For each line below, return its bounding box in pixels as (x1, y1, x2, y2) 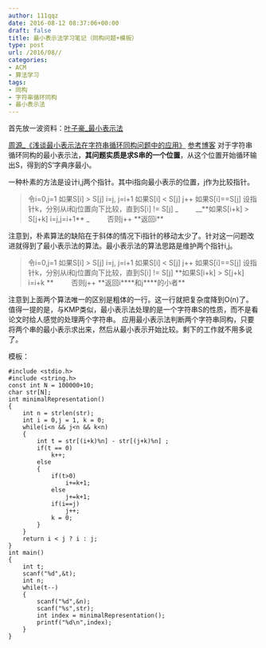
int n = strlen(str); (22, 410, 94, 418)
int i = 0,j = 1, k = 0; (22, 416, 105, 425)
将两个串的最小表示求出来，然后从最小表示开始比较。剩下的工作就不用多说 (8, 324, 252, 335)
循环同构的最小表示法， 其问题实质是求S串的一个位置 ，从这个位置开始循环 (8, 151, 251, 160)
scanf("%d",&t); (22, 570, 77, 578)
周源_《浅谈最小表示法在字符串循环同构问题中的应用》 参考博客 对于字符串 (8, 140, 253, 150)
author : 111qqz (8, 11, 59, 20)
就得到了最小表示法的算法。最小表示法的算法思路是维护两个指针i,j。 (14, 241, 237, 251)
